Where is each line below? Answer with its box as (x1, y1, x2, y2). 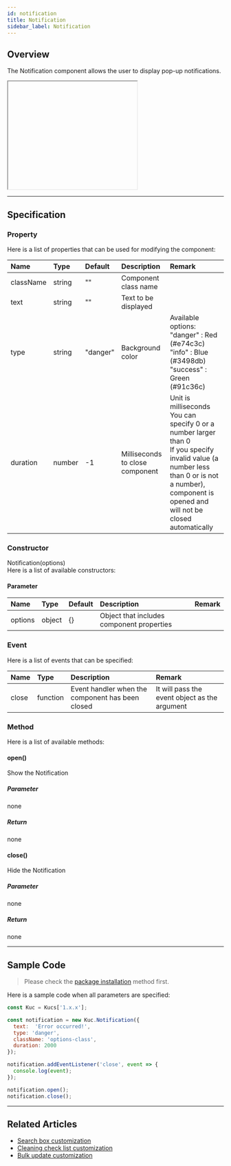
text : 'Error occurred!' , (13, 1022, 91, 1030)
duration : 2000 (13, 1043, 57, 1049)
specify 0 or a (169, 419, 214, 428)
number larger (169, 427, 216, 437)
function (36, 693, 64, 702)
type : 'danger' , (13, 1029, 60, 1036)
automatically (169, 522, 213, 532)
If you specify (169, 444, 214, 454)
